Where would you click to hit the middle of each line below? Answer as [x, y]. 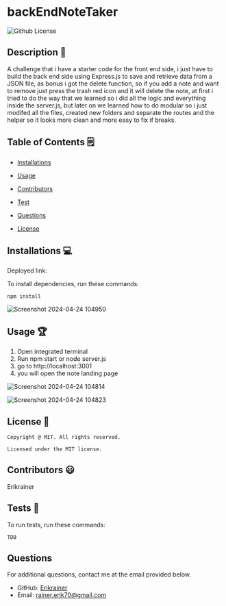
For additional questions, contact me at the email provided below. [99, 575]
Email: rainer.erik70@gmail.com [62, 595]
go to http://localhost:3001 [54, 366]
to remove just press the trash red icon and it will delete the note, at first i [110, 90]
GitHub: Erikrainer [42, 588]
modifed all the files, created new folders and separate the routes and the [111, 112]
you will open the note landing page [67, 373]
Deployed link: [27, 270]
